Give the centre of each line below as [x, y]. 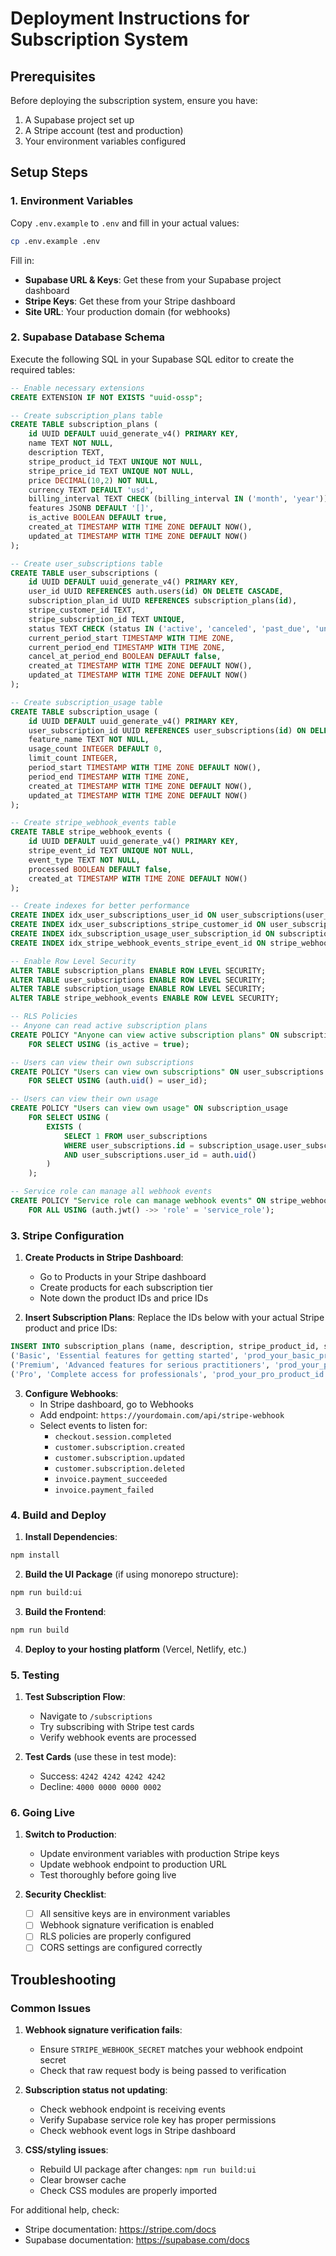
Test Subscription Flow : [75, 1696]
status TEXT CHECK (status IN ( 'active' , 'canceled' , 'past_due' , [169, 628]
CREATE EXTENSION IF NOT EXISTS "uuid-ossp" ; [106, 397]
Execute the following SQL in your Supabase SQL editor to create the [152, 359]
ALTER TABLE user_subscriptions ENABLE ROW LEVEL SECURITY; [138, 980]
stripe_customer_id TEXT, [82, 610]
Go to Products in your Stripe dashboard [123, 1277]
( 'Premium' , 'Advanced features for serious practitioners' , [140, 1365]
